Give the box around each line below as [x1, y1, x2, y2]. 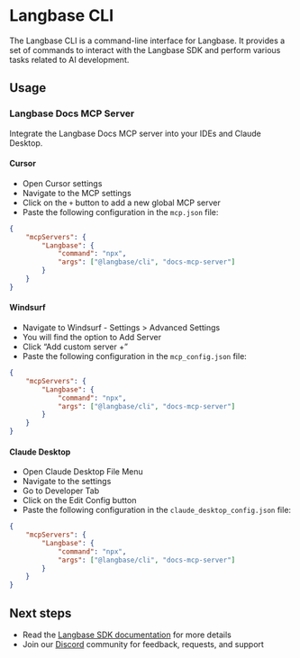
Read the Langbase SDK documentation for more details [22, 629, 232, 640]
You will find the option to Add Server [22, 332, 162, 343]
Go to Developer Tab [22, 485, 100, 496]
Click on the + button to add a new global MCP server [22, 197, 221, 208]
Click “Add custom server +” [22, 341, 129, 352]
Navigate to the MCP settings [22, 187, 132, 198]
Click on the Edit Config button [22, 495, 137, 506]
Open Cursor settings [22, 177, 103, 189]
